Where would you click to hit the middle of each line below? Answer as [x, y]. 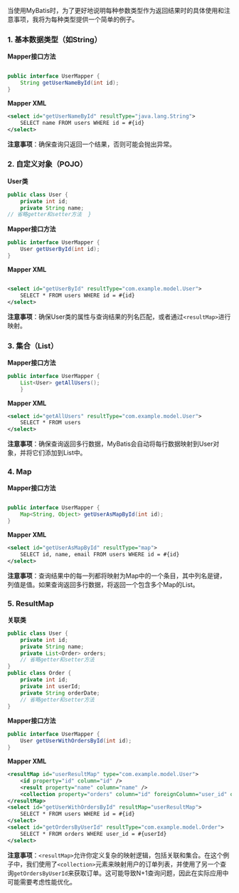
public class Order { [39, 673]
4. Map [20, 471]
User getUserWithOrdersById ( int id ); [76, 741]
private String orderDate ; [60, 693]
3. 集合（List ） [33, 346]
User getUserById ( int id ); [60, 249]
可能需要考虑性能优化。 [42, 882]
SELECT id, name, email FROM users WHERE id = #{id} [100, 554]
